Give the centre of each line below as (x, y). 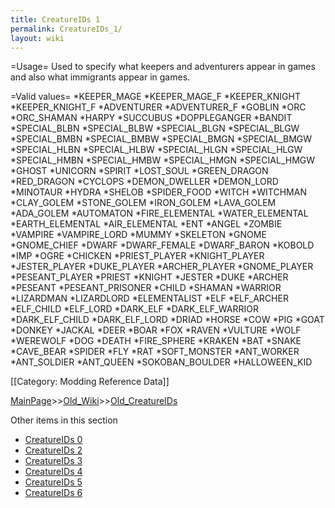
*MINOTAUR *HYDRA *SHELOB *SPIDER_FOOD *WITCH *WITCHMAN (158, 192)
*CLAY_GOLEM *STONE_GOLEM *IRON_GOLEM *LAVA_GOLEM (143, 203)
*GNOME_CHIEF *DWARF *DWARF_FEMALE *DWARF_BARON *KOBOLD (162, 245)
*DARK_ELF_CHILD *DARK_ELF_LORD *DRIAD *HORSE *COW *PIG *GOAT (167, 320)
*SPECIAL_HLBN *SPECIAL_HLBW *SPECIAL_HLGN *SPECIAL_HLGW (156, 150)
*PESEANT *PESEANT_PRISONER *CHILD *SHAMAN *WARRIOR (146, 288)
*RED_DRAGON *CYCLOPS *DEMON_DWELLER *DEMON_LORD (144, 182)
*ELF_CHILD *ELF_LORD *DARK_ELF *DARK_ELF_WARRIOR (134, 309)
